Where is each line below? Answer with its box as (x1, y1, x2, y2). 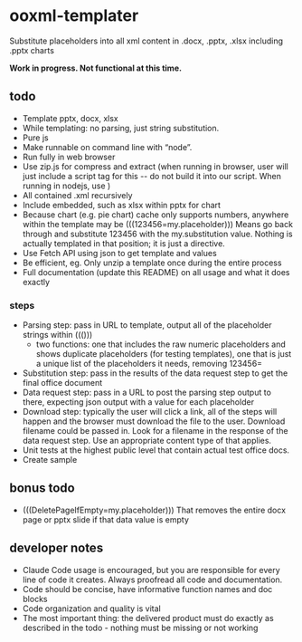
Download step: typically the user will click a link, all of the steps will (22, 407, 278, 417)
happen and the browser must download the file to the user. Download (22, 416, 286, 426)
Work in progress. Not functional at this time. (9, 62, 183, 73)
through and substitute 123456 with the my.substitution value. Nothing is (22, 228, 293, 239)
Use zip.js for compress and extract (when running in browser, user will (22, 160, 289, 172)
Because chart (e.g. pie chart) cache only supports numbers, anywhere (22, 209, 289, 220)
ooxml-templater (9, 5, 139, 26)
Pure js (22, 132, 49, 143)
